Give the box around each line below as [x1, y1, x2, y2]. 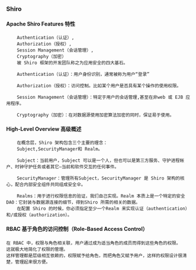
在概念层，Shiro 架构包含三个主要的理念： [17, 140, 108, 146]
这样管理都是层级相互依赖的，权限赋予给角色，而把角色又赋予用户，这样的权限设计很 [6, 252, 182, 259]
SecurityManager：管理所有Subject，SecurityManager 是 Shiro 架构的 [17, 175, 181, 182]
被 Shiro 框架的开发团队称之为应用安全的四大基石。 [17, 60, 128, 66]
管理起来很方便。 [14, 259, 50, 265]
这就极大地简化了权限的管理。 [6, 246, 68, 252]
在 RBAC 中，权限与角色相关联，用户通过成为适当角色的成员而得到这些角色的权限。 [6, 240, 181, 246]
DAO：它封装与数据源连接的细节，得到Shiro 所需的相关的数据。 [6, 200, 140, 205]
